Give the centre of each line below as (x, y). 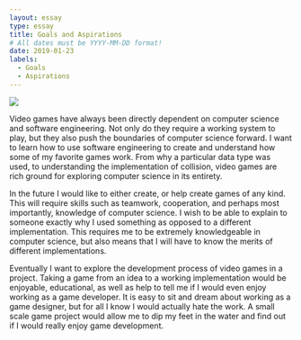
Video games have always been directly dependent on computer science (145, 119)
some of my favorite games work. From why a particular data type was (140, 157)
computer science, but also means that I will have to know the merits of (141, 241)
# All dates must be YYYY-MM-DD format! (86, 43)
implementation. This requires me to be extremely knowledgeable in (135, 231)
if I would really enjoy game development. (87, 326)
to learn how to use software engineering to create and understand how (142, 147)
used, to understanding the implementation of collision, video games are (143, 166)
